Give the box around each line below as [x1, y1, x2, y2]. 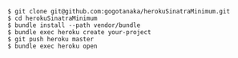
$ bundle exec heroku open [7, 42, 98, 50]
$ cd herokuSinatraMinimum [7, 14, 98, 22]
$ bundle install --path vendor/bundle [7, 21, 141, 29]
